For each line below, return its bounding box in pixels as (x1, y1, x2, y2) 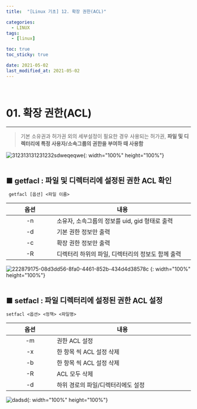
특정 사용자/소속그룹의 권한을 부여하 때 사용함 (40, 139, 144, 147)
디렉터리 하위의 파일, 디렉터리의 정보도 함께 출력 (56, 250, 182, 258)
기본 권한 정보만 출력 (56, 228, 110, 236)
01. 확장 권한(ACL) (6, 107, 92, 119)
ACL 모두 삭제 (56, 370, 93, 378)
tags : (6, 30, 19, 36)
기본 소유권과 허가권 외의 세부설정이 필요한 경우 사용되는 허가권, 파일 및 (20, 132, 183, 139)
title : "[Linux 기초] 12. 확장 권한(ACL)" (6, 8, 107, 15)
